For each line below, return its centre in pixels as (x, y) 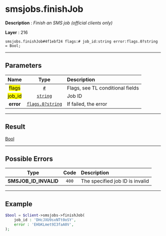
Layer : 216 (17, 32)
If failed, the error (87, 104)
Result (15, 127)
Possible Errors (29, 159)
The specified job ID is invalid (115, 181)
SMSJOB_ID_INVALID (33, 181)
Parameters (23, 66)
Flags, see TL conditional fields (103, 88)
